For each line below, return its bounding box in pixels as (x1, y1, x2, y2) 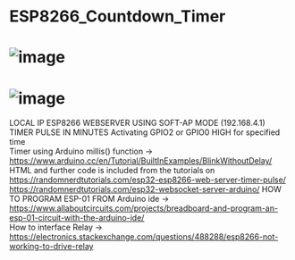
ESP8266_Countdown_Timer (9, 6, 226, 27)
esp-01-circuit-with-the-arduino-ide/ (9, 213, 145, 223)
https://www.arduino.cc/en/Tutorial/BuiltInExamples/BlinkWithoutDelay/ (9, 155, 273, 166)
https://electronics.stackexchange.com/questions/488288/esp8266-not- (9, 231, 279, 242)
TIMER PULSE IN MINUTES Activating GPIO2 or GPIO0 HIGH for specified (9, 127, 281, 138)
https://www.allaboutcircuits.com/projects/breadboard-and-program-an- (9, 203, 279, 214)
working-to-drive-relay (9, 241, 94, 252)
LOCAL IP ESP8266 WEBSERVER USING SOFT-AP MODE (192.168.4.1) (9, 118, 265, 129)
